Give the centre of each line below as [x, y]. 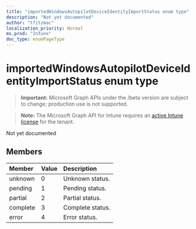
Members [24, 152]
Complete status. [87, 207]
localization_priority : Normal [45, 28]
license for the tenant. [47, 122]
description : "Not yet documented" [50, 17]
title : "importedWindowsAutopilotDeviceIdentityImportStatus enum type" [98, 12]
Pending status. [85, 188]
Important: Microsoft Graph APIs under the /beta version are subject [104, 97]
